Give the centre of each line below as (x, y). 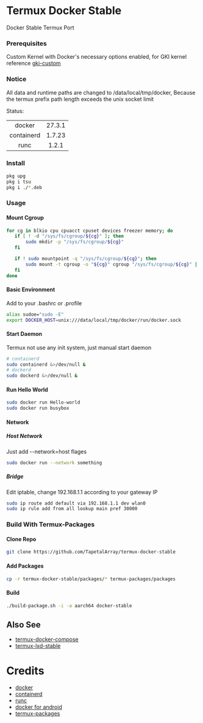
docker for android (38, 707)
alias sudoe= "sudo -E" (35, 314)
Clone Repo (21, 539)
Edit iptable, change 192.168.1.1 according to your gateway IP (82, 492)
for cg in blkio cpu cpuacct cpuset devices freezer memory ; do (90, 231)
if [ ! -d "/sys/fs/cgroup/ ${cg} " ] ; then (69, 236)
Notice (16, 79)
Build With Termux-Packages (51, 525)
